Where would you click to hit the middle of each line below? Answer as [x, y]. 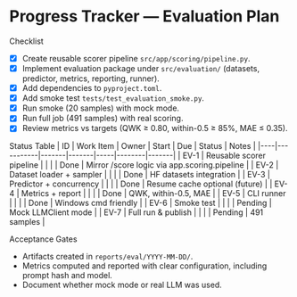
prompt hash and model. [67, 276]
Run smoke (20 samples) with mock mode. [101, 108]
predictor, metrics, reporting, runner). [91, 78]
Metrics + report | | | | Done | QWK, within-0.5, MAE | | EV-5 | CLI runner [154, 194]
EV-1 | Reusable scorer [224, 156]
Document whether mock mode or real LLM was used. [122, 285]
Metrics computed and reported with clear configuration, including [144, 266]
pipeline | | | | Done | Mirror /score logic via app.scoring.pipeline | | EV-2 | [144, 165]
